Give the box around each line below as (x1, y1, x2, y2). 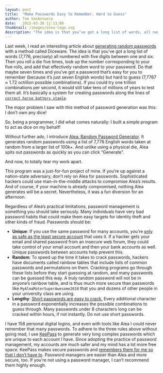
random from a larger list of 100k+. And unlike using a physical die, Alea (5, 144, 149, 150)
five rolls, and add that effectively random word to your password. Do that (5, 64, 153, 70)
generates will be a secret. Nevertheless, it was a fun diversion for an (5, 189, 144, 195)
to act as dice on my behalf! (5, 124, 61, 130)
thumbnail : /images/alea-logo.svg (5, 25, 75, 30)
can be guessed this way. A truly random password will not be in (12, 275, 142, 281)
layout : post (5, 7, 32, 12)
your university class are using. (12, 291, 75, 296)
